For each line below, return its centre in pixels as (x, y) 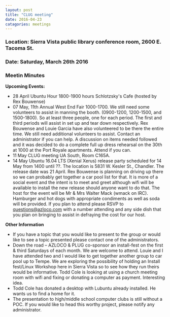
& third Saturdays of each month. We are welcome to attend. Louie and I (88, 251)
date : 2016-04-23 (24, 19)
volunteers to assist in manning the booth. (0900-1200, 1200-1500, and (87, 113)
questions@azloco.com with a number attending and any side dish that (87, 209)
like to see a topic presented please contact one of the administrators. (86, 240)
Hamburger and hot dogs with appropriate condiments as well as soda (86, 199)
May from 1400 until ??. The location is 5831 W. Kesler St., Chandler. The (88, 166)
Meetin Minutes (25, 76)
